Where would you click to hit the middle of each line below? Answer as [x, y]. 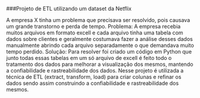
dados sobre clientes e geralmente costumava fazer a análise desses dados [99, 39]
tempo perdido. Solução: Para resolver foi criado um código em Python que [99, 52]
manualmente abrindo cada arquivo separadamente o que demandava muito [100, 45]
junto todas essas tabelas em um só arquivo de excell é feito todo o [89, 58]
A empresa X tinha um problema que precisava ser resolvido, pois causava [98, 20]
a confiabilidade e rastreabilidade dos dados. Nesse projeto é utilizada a [95, 70]
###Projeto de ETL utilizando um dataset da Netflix [69, 9]
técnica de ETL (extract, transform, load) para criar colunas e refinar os [94, 77]
